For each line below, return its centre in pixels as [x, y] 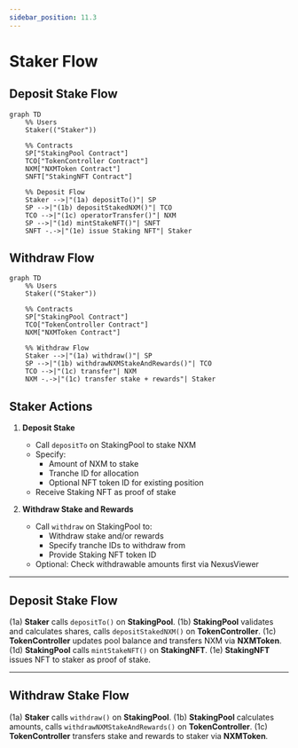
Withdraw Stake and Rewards [78, 509]
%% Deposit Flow [55, 192]
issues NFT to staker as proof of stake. [80, 660]
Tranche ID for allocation [94, 473]
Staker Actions [51, 406]
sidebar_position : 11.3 [53, 17]
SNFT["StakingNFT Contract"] [79, 177]
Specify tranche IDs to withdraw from [117, 546]
